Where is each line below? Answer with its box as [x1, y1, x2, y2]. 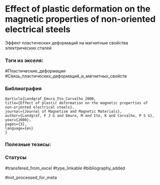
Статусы [5, 154, 27, 161]
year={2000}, [5, 117, 31, 122]
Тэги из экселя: [5, 57, 44, 64]
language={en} [5, 126, 34, 131]
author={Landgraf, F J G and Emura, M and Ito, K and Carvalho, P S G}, [5, 113, 155, 118]
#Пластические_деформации [5, 68, 66, 74]
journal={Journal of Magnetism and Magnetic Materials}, [5, 109, 122, 114]
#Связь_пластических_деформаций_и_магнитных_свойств [5, 73, 127, 79]
